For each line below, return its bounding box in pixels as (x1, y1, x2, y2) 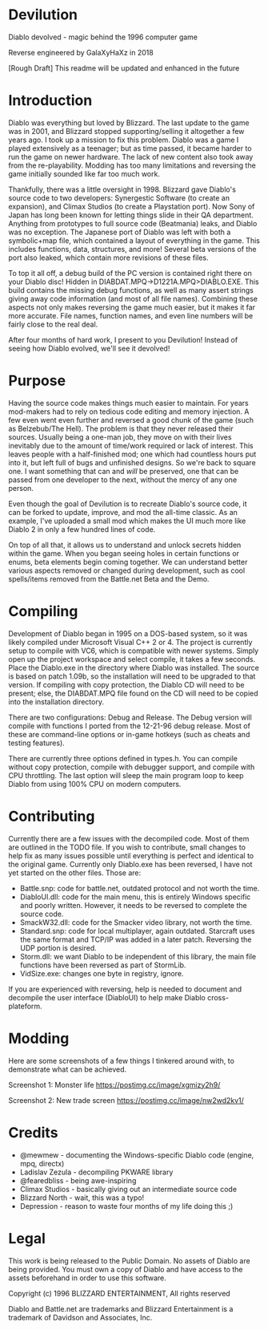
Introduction (8, 91, 93, 110)
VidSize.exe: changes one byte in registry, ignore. (19, 968, 184, 978)
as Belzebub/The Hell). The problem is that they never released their (8, 424, 234, 433)
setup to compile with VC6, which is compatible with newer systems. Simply (8, 646, 259, 655)
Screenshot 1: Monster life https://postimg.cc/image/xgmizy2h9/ (8, 1080, 221, 1089)
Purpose (8, 371, 66, 390)
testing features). (8, 738, 66, 748)
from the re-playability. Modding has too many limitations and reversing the (8, 160, 256, 170)
